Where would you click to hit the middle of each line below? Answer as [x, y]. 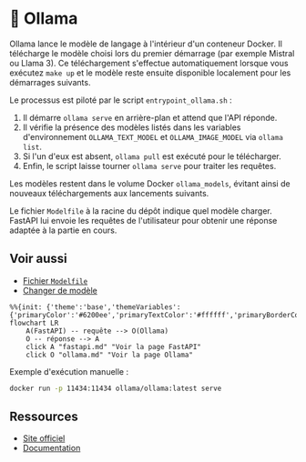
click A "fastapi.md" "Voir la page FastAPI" [114, 346]
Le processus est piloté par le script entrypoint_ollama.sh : [121, 100]
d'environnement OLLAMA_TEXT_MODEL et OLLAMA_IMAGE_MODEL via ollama [153, 136]
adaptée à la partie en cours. [63, 230]
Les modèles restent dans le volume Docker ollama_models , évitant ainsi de [150, 183]
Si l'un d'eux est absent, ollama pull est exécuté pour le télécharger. [152, 156]
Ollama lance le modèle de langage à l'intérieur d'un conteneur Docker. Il [146, 44]
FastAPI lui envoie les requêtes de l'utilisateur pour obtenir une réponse [143, 220]
